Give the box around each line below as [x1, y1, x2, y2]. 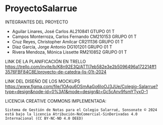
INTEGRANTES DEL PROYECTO [5, 19, 68, 25]
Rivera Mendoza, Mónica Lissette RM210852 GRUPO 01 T [12, 49, 127, 55]
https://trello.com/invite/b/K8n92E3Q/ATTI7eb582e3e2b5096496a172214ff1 [5, 64, 157, 70]
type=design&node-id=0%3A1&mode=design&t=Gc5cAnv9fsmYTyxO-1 [5, 89, 148, 94]
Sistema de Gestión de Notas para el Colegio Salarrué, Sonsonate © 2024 [5, 107, 158, 112]
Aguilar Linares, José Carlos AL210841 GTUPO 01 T [12, 28, 115, 34]
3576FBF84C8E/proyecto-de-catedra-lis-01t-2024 [5, 69, 107, 74]
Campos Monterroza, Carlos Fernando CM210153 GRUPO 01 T [12, 34, 137, 39]
